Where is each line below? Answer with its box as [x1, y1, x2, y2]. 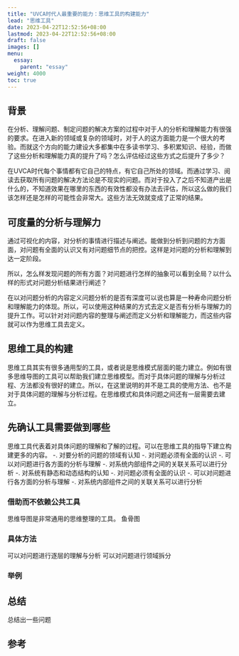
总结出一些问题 [7, 615, 51, 623]
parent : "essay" [20, 63, 69, 70]
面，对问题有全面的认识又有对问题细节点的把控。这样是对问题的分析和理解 [7, 245, 225, 253]
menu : [7, 51, 23, 58]
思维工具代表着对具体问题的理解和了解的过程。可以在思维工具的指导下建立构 [7, 442, 232, 450]
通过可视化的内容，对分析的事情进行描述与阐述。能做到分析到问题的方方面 [7, 236, 225, 245]
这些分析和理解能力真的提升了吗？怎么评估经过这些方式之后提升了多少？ [13, 152, 225, 160]
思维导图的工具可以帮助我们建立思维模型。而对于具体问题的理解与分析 [13, 371, 219, 381]
